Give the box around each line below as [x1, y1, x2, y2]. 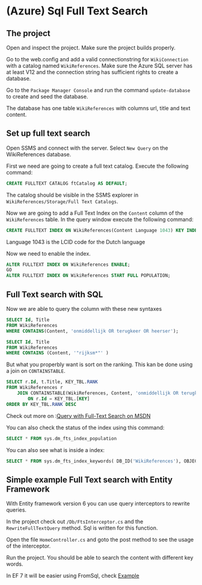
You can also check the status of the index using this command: [6, 424, 165, 431]
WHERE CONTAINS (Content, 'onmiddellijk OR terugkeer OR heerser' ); [6, 328, 179, 334]
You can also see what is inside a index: [6, 446, 105, 453]
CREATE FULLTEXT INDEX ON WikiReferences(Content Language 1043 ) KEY [6, 227, 185, 233]
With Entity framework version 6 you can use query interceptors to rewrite [6, 500, 191, 507]
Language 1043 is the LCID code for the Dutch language [6, 238, 145, 245]
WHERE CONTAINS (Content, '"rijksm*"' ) [6, 350, 109, 356]
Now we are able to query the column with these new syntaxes [6, 305, 162, 312]
